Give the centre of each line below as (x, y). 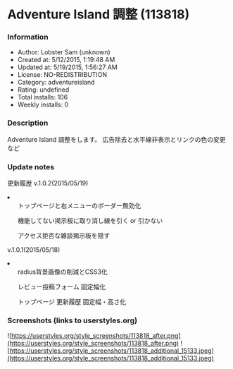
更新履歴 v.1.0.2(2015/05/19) (48, 183)
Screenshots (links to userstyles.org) (73, 320)
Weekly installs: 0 (43, 105)
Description (28, 123)
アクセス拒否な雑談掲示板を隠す (64, 236)
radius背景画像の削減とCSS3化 (62, 272)
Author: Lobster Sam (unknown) (64, 52)
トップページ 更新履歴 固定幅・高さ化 (72, 302)
